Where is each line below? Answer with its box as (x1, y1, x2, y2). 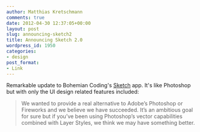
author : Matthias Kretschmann (6, 8, 83, 15)
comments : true (6, 15, 45, 21)
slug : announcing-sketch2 (6, 31, 72, 38)
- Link (6, 65, 23, 71)
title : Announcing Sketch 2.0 (6, 37, 83, 43)
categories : (6, 48, 36, 54)
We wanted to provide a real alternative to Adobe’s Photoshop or (21, 100, 184, 107)
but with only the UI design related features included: (6, 88, 139, 96)
